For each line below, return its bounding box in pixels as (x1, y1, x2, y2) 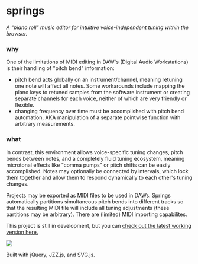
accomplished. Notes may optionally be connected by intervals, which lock (6, 167, 189, 174)
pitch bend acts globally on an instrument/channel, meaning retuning (14, 76, 183, 84)
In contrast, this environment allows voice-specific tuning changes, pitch (6, 148, 183, 155)
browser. (6, 30, 28, 37)
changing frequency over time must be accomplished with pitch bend (14, 108, 184, 115)
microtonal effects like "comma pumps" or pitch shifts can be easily (6, 161, 171, 168)
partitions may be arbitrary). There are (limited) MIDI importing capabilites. (6, 211, 187, 218)
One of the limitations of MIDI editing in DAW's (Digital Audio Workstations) (6, 58, 189, 66)
